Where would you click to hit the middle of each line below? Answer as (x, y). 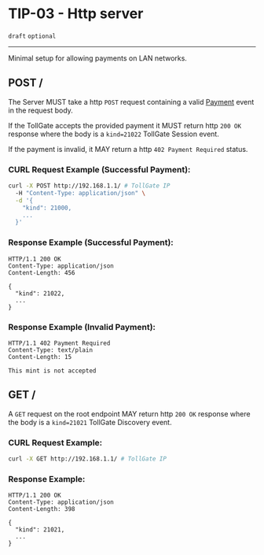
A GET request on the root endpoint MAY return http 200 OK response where (129, 413)
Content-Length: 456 (42, 272)
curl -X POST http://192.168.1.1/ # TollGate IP (89, 186)
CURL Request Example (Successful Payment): (99, 169)
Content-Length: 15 (40, 357)
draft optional (32, 36)
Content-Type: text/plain (50, 350)
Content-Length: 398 (42, 509)
